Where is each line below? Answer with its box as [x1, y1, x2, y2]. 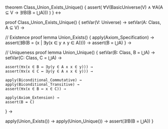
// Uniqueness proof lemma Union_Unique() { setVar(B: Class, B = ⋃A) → [5, 50, 155, 55]
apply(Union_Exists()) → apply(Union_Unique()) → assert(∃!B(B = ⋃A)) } [5, 118, 154, 124]
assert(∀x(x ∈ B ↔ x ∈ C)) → [5, 86, 66, 91]
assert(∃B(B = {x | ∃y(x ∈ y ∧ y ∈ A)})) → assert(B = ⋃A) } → [5, 40, 132, 46]
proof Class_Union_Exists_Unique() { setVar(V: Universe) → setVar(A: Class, [5, 20, 161, 25]
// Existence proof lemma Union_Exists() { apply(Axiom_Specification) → [5, 35, 154, 40]
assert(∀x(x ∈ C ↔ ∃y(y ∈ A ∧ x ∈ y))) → [5, 69, 93, 74]
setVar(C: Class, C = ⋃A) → [5, 55, 62, 61]
